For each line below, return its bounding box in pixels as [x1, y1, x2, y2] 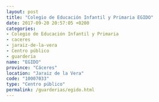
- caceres [6, 37, 31, 43]
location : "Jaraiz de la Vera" [6, 70, 84, 76]
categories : [6, 25, 36, 32]
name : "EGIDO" [6, 59, 42, 65]
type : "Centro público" [6, 82, 66, 88]
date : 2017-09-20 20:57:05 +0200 [6, 20, 90, 26]
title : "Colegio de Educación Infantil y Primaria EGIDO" [6, 14, 154, 20]
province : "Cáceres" [6, 64, 58, 71]
